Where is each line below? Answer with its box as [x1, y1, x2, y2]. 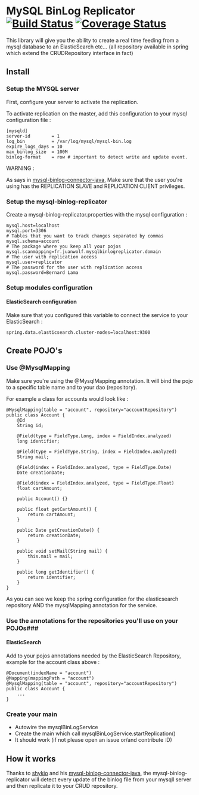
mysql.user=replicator [6, 259, 63, 265]
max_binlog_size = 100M [6, 148, 68, 155]
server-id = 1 [6, 133, 60, 139]
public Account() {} [17, 495, 68, 502]
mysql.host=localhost [6, 223, 60, 229]
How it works [6, 754, 56, 764]
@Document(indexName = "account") [6, 670, 92, 676]
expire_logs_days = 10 [6, 144, 63, 150]
